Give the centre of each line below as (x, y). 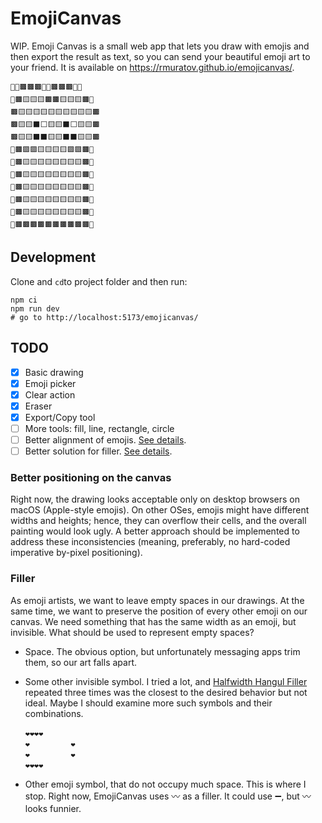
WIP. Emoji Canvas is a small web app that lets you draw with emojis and (160, 46)
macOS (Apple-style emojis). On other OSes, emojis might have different (160, 510)
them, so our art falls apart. (80, 662)
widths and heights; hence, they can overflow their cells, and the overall (158, 521)
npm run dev (35, 308)
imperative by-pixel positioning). (76, 553)
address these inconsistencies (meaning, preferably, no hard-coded (150, 542)
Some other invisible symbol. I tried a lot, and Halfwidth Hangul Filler (166, 681)
